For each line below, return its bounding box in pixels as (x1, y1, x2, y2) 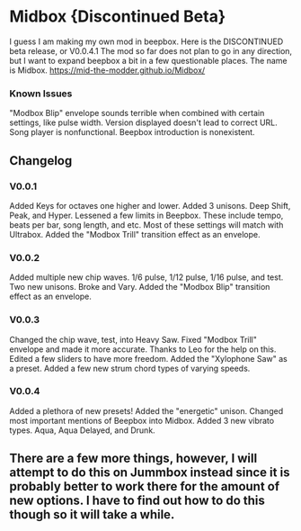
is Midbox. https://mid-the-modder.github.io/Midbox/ (9, 65, 206, 76)
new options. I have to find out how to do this (9, 493, 265, 508)
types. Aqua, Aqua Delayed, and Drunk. (9, 425, 155, 436)
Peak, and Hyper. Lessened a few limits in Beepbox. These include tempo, (9, 210, 284, 220)
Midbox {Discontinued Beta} (9, 6, 226, 27)
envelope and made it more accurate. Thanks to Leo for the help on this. (9, 344, 277, 355)
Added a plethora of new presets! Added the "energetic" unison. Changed (9, 405, 284, 416)
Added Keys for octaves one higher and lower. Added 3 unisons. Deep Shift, (9, 200, 291, 211)
